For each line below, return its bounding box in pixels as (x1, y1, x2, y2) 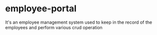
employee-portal (5, 3, 76, 14)
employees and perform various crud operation (5, 24, 102, 30)
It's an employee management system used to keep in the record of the (5, 19, 152, 25)
